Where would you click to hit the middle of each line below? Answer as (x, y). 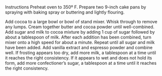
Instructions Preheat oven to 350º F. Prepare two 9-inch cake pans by (76, 7)
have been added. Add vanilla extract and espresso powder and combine (79, 47)
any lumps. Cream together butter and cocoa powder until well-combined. (80, 27)
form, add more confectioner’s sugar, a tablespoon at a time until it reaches (81, 63)
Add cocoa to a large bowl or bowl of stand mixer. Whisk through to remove (81, 22)
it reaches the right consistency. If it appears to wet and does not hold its (79, 58)
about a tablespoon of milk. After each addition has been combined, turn (78, 37)
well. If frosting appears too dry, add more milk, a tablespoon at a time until (81, 53)
